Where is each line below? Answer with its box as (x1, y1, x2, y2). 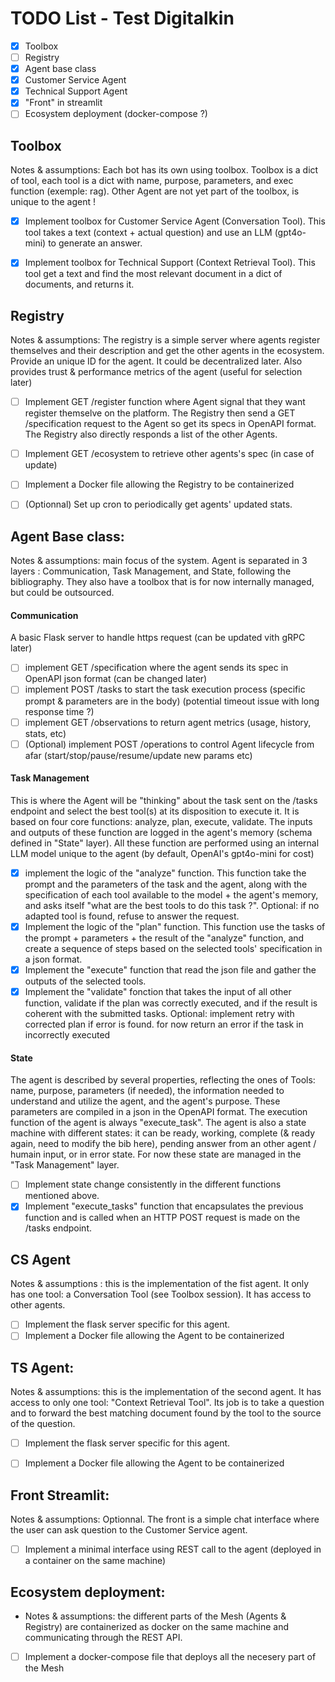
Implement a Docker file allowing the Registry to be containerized (24, 478, 295, 491)
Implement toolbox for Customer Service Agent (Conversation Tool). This (24, 215, 326, 227)
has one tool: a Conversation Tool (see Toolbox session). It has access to (10, 1288, 312, 1301)
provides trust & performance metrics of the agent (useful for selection (10, 366, 303, 378)
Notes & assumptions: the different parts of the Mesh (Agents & (24, 1610, 287, 1622)
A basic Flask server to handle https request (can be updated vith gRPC (10, 632, 306, 644)
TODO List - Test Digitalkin (10, 7, 235, 30)
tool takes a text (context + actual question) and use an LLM (24, 227, 273, 239)
